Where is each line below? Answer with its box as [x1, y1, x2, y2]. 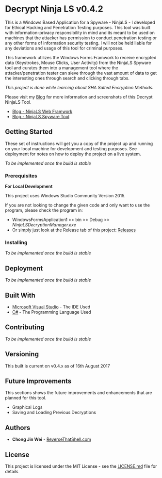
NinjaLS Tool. [5, 99, 32, 105]
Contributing [5, 323, 45, 332]
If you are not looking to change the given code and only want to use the [5, 202, 150, 208]
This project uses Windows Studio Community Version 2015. [5, 193, 126, 199]
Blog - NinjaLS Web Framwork [12, 108, 73, 114]
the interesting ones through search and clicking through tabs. [5, 75, 130, 81]
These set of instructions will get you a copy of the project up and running [5, 141, 153, 146]
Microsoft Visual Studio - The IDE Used [12, 304, 91, 310]
